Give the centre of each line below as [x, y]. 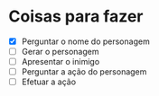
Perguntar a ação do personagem [84, 72]
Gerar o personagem [60, 52]
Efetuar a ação [49, 82]
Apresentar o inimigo [61, 62]
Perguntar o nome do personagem [85, 41]
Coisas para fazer [76, 17]
